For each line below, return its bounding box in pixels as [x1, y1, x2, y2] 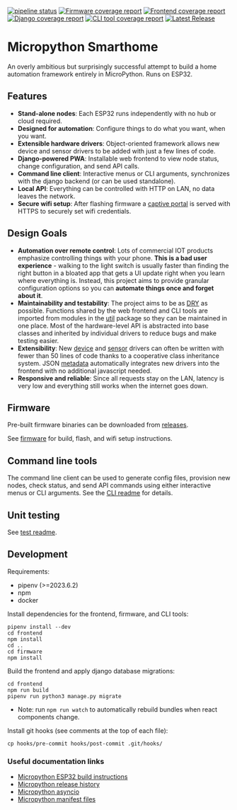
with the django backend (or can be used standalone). [17, 177, 175, 185]
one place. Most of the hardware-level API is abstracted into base [17, 321, 209, 330]
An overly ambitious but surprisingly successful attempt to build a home [7, 62, 217, 71]
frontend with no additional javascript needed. [17, 366, 152, 375]
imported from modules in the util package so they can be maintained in [17, 313, 228, 322]
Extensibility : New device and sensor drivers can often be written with [17, 344, 224, 352]
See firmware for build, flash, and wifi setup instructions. [7, 434, 173, 443]
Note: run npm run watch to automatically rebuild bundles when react [17, 705, 218, 714]
